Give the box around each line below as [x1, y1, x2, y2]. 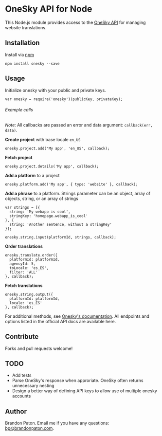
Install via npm [5, 52, 34, 57]
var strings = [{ [5, 205, 40, 210]
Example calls [5, 107, 33, 113]
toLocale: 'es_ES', [9, 265, 49, 271]
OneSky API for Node [5, 3, 92, 15]
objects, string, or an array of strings [5, 196, 79, 201]
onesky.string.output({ [5, 292, 54, 297]
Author [5, 407, 27, 416]
